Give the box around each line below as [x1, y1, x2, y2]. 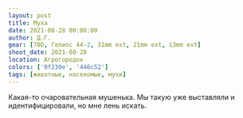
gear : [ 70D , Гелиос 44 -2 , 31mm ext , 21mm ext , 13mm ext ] [8, 41, 202, 49]
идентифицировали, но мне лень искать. [8, 101, 147, 110]
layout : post [8, 11, 52, 20]
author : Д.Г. [8, 33, 52, 42]
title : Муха [8, 19, 48, 27]
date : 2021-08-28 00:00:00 [8, 26, 98, 34]
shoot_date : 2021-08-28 [8, 48, 88, 56]
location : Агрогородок [8, 56, 84, 64]
